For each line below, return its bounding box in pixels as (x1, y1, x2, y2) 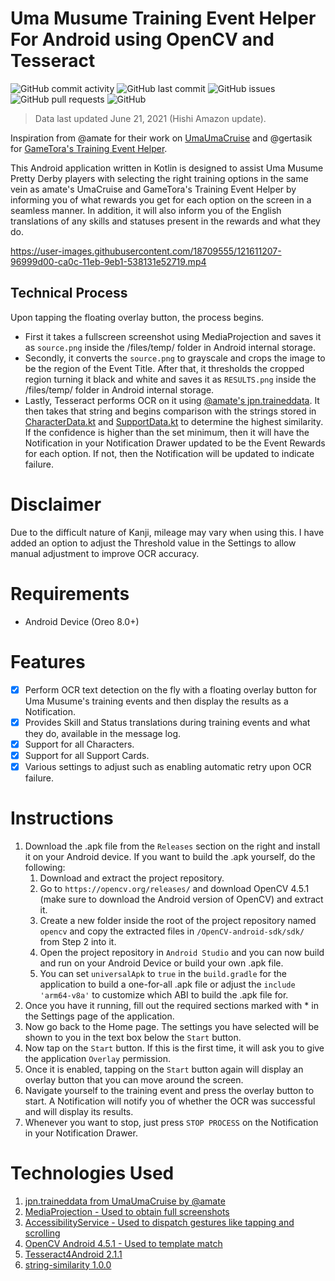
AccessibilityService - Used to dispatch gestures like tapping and (24, 1216, 295, 1228)
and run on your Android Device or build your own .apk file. (39, 957, 284, 969)
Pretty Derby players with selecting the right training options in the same (10, 172, 309, 184)
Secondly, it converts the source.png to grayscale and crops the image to (24, 352, 326, 364)
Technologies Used (10, 1162, 175, 1184)
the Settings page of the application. (24, 1010, 175, 1022)
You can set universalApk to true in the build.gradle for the (39, 967, 287, 979)
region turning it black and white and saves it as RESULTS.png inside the (24, 373, 317, 385)
